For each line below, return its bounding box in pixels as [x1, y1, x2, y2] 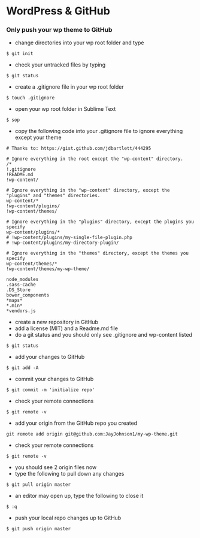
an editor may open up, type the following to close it [14, 492, 144, 500]
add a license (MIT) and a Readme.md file [14, 325, 119, 332]
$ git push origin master [6, 526, 71, 532]
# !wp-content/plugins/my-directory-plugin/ [6, 240, 119, 246]
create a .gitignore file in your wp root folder [14, 83, 124, 90]
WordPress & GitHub [6, 4, 111, 18]
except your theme [14, 134, 62, 141]
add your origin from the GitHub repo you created [14, 419, 138, 427]
